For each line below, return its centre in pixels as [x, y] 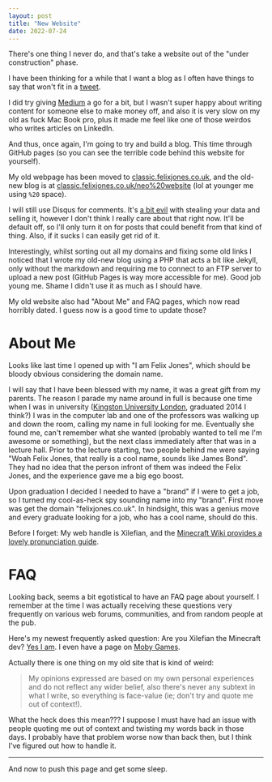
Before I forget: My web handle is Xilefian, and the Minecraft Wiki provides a [136, 533]
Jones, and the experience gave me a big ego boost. [96, 476]
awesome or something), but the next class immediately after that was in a [132, 442]
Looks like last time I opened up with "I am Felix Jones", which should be [130, 365]
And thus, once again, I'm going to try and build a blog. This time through [130, 144]
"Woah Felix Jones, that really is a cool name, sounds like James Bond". [128, 459]
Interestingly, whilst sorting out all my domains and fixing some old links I [130, 251]
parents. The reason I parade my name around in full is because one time [130, 399]
